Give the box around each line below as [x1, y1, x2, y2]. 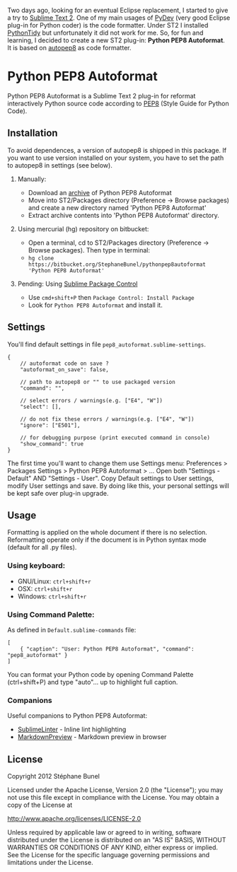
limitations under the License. [7, 859, 93, 867]
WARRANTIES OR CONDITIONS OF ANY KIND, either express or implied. [7, 843, 218, 851]
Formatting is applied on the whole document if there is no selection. [7, 528, 207, 537]
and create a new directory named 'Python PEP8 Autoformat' [28, 203, 207, 211]
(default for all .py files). [7, 543, 77, 552]
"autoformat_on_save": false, [20, 366, 110, 373]
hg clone [28, 255, 54, 262]
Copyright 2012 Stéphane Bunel [7, 772, 100, 781]
